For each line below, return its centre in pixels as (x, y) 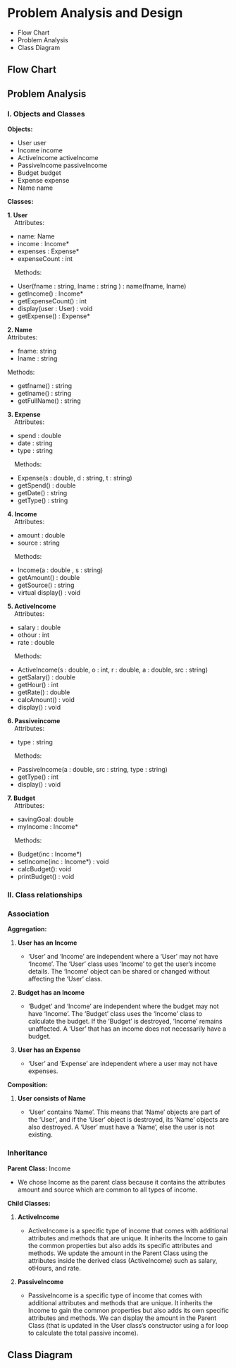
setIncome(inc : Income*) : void (63, 861)
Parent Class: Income (39, 1168)
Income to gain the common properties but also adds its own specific (129, 1310)
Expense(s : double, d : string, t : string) (75, 478)
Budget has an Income (51, 993)
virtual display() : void (49, 593)
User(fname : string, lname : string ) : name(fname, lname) (102, 286)
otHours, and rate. (54, 1268)
